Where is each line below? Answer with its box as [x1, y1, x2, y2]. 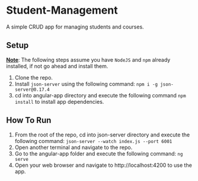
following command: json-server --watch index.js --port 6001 [14, 137, 173, 144]
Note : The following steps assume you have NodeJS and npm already [6, 56, 171, 63]
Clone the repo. [14, 74, 53, 81]
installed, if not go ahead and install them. [6, 62, 108, 69]
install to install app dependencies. [14, 98, 104, 105]
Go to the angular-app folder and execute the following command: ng [14, 150, 183, 157]
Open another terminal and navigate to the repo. [14, 144, 133, 151]
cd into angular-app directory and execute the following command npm [14, 91, 186, 99]
